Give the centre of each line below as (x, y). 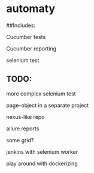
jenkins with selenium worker (42, 151)
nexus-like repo (25, 117)
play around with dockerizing (42, 163)
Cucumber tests (26, 37)
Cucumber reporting (31, 48)
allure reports (23, 129)
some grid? (20, 140)
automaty (31, 9)
